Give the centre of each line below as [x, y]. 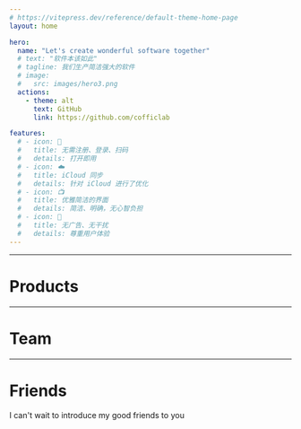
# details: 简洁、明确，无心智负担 [80, 209]
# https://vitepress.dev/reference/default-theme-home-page [124, 18]
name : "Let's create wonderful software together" [114, 50]
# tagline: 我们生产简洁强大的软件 [76, 67]
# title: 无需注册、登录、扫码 [73, 150]
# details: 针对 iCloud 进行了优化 [83, 184]
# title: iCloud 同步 [60, 175]
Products [44, 286]
